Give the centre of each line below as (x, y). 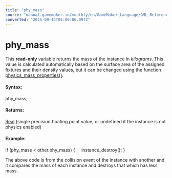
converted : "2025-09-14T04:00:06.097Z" (48, 19)
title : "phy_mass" (25, 10)
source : (14, 15)
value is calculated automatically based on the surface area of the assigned (85, 64)
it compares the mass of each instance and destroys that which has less (81, 165)
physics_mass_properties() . (35, 75)
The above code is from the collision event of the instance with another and (85, 160)
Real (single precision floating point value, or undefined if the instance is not (86, 121)
